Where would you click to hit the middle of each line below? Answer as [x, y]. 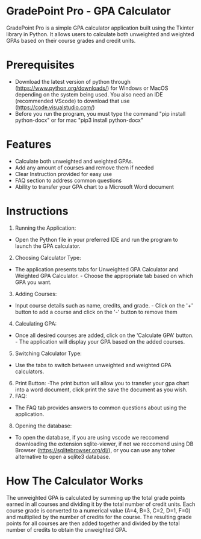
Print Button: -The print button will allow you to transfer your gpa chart [102, 383]
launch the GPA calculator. [48, 246]
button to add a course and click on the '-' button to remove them [96, 312]
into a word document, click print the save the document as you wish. [101, 389]
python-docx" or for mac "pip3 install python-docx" [79, 120]
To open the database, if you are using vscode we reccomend [92, 437]
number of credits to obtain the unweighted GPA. [67, 529]
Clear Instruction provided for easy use [63, 174]
